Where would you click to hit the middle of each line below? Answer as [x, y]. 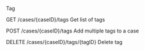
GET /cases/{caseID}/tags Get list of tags [56, 19]
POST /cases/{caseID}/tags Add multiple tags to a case [72, 31]
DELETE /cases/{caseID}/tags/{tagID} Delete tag [64, 42]
